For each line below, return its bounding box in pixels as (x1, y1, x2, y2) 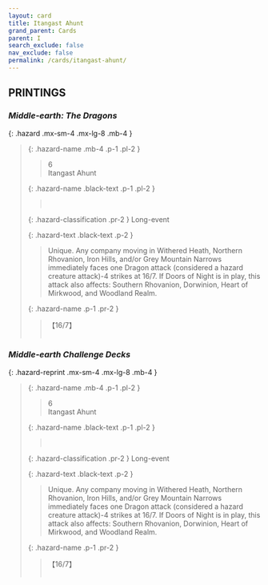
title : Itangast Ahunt (8, 19, 84, 27)
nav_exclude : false (8, 49, 74, 57)
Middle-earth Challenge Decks (8, 349, 131, 361)
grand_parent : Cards (8, 26, 78, 34)
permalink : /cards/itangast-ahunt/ (8, 57, 127, 65)
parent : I (8, 34, 42, 42)
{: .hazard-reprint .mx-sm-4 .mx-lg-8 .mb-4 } (8, 367, 158, 377)
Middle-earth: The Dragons (8, 110, 118, 121)
